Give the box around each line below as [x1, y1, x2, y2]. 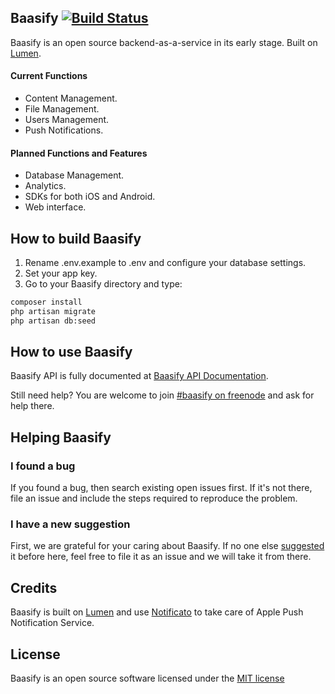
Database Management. [24, 169, 125, 181]
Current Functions [10, 70, 88, 82]
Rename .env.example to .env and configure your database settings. [24, 257, 307, 269]
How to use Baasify [10, 344, 133, 361]
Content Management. [24, 92, 118, 105]
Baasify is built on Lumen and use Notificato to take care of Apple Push [10, 606, 304, 618]
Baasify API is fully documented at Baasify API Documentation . [10, 370, 269, 382]
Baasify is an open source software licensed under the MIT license [10, 672, 285, 685]
